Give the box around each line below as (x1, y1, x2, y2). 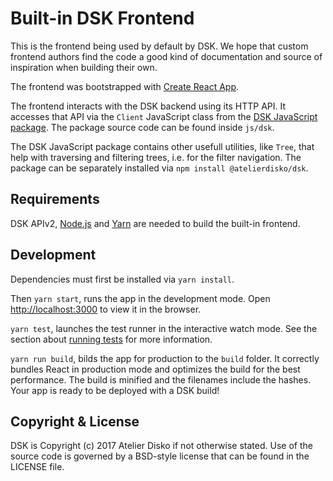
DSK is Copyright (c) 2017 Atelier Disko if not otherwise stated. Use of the (10, 440, 313, 452)
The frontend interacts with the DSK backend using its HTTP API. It (10, 100, 287, 112)
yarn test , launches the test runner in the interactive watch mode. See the (10, 322, 318, 334)
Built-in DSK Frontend (10, 7, 195, 30)
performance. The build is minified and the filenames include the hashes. (10, 373, 312, 386)
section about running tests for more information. (10, 333, 213, 345)
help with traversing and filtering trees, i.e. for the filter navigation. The (10, 151, 302, 163)
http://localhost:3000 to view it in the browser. (10, 303, 202, 315)
